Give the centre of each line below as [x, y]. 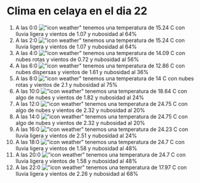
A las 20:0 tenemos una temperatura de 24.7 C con [100, 154]
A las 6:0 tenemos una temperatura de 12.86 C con [100, 65]
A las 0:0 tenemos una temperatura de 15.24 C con [100, 28]
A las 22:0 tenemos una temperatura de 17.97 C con [101, 167]
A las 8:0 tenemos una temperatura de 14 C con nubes [104, 78]
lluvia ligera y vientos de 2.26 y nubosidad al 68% [77, 173]
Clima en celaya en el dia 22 [77, 11]
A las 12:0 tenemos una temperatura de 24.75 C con [101, 103]
